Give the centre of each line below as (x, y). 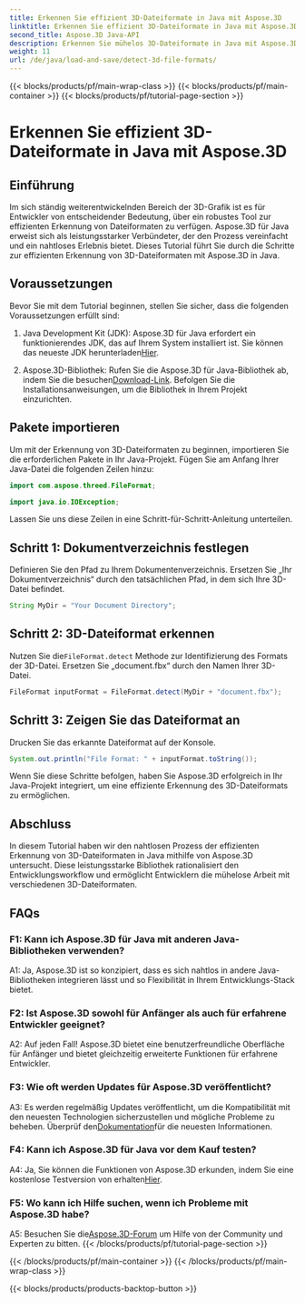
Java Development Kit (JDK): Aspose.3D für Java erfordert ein (139, 333)
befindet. (48, 589)
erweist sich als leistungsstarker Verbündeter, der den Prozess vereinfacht (149, 236)
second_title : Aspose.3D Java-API (75, 35)
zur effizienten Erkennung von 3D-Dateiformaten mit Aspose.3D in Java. (144, 255)
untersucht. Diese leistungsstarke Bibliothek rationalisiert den (124, 866)
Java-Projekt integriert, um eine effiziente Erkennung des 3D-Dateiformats (149, 786)
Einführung (42, 185)
